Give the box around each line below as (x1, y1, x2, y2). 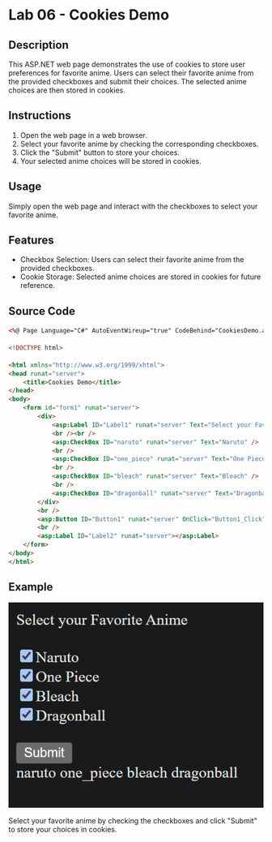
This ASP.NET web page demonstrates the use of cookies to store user (8, 59, 245, 69)
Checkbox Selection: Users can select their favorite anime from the (19, 255, 244, 264)
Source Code (8, 304, 75, 318)
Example (8, 580, 53, 594)
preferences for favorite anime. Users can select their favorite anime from (8, 68, 254, 78)
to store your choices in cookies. (8, 824, 117, 834)
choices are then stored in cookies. (8, 85, 125, 95)
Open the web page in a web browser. (19, 130, 147, 140)
